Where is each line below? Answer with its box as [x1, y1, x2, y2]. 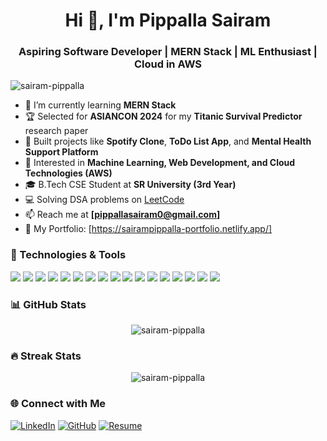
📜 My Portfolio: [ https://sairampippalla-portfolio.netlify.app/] [24, 223, 273, 235]
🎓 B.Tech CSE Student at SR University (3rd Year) [24, 179, 237, 191]
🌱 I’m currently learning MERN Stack [24, 99, 177, 111]
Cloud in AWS [133, 57, 203, 71]
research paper [24, 125, 89, 137]
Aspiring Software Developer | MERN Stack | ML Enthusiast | [18, 45, 318, 59]
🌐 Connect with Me [10, 397, 107, 411]
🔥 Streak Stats [10, 349, 82, 363]
